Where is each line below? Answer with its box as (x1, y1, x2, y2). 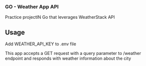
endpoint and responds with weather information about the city (5, 55, 131, 61)
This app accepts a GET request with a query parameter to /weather (5, 51, 142, 56)
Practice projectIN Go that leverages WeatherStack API (5, 14, 115, 20)
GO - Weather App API (5, 3, 59, 10)
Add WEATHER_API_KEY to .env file (5, 41, 77, 47)
